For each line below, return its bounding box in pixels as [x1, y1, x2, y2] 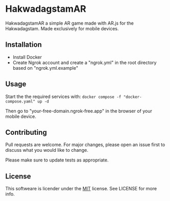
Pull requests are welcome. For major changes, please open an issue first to [5, 142, 165, 148]
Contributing [5, 128, 47, 136]
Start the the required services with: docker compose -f [5, 93, 121, 99]
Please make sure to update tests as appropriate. [5, 157, 109, 163]
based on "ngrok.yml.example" [12, 65, 78, 71]
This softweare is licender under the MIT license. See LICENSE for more [5, 186, 157, 192]
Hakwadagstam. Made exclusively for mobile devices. [5, 25, 119, 31]
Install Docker [12, 54, 42, 60]
